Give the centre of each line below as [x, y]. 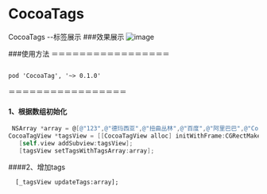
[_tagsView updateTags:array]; [67, 182]
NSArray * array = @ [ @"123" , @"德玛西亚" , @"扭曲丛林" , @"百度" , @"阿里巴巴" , [128, 129]
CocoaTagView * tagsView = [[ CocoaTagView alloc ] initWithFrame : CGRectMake [135, 136]
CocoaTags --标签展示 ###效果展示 [66, 37]
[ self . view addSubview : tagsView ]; [76, 143]
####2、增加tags [37, 167]
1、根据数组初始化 [38, 111]
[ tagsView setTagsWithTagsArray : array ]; [87, 151]
